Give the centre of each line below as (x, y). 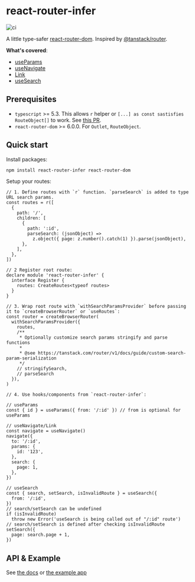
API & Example (33, 558)
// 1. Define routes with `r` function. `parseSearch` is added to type (97, 192)
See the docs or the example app (46, 573)
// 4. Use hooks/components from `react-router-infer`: (76, 395)
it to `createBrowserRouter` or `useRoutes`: (63, 312)
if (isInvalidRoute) (32, 514)
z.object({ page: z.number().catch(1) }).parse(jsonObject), (109, 239)
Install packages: (27, 159)
